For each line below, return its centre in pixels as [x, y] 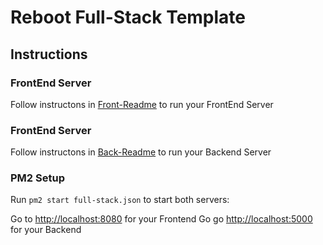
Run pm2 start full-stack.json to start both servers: [120, 200]
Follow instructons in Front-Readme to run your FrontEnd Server [142, 104]
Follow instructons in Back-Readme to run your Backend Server [141, 152]
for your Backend [46, 230]
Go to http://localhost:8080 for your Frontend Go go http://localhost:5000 [161, 219]
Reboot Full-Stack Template [128, 17]
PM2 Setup [37, 178]
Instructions [49, 54]
